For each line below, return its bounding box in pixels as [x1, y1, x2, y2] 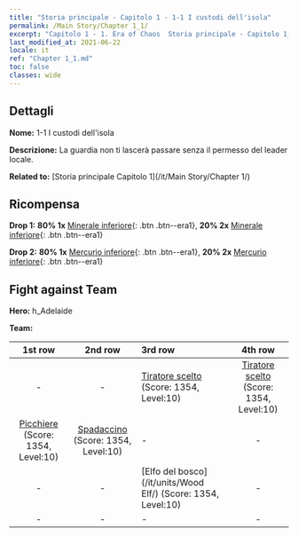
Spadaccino [77, 423, 128, 436]
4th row [241, 344, 275, 356]
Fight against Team [9, 281, 118, 297]
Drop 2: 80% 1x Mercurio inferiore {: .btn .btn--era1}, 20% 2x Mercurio [9, 247, 268, 257]
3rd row [141, 344, 176, 356]
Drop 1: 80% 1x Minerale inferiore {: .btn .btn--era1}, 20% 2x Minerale [9, 220, 263, 231]
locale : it [9, 46, 50, 55]
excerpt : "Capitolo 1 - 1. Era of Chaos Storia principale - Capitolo [9, 29, 279, 38]
